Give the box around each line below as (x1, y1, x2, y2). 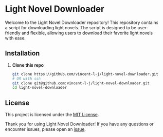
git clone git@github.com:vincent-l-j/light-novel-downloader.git (12, 80, 150, 86)
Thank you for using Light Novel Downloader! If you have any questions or (5, 121, 154, 127)
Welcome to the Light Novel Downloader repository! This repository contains (5, 20, 159, 25)
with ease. (5, 35, 26, 41)
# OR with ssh (12, 76, 41, 81)
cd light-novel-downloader (12, 85, 67, 90)
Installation (5, 49, 40, 58)
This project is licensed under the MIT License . (5, 112, 99, 117)
